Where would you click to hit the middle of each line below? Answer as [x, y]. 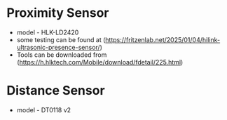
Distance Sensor [56, 91]
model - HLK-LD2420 [48, 32]
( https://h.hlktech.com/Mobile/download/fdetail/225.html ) [100, 62]
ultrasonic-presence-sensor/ [58, 47]
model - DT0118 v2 [44, 109]
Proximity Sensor [58, 13]
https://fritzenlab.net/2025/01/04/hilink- [163, 39]
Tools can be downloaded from [62, 55]
